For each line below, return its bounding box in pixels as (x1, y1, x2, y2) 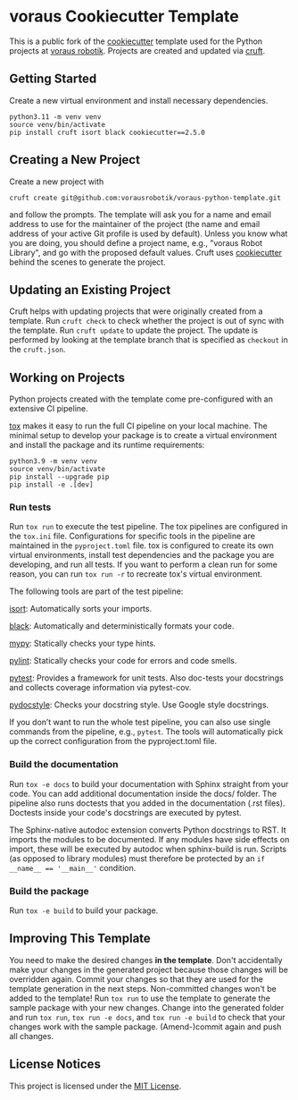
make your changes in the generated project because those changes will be (9, 964, 288, 975)
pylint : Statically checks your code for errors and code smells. (9, 656, 237, 666)
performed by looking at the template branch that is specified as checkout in (9, 334, 288, 345)
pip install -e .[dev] (9, 480, 94, 489)
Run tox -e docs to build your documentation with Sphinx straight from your (9, 778, 289, 789)
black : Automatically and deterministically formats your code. (9, 621, 235, 631)
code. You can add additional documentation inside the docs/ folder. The (9, 788, 277, 799)
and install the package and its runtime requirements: (9, 440, 205, 451)
